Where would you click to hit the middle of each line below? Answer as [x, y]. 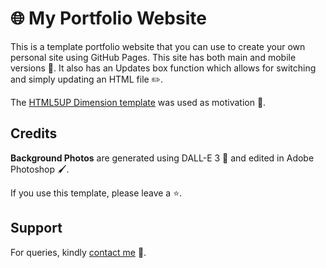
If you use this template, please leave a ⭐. [96, 193]
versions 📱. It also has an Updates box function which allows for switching [163, 68]
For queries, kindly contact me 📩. [78, 252]
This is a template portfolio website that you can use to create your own [158, 46]
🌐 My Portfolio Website [108, 18]
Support [36, 228]
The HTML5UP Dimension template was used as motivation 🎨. [138, 102]
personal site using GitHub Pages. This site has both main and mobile [153, 57]
